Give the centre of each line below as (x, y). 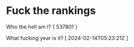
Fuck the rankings (51, 11)
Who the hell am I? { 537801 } (42, 27)
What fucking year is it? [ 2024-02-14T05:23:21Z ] (67, 38)
